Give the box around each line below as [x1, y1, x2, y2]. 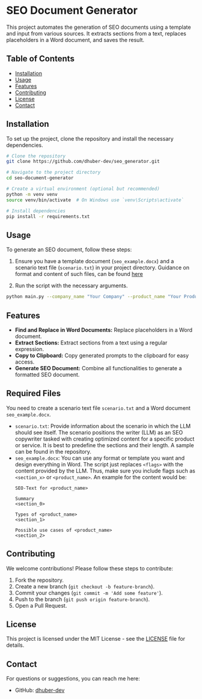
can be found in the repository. [14, 448, 92, 455]
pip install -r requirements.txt [6, 213, 90, 219]
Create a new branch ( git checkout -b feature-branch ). [14, 582, 155, 590]
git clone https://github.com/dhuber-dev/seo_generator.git [6, 159, 161, 165]
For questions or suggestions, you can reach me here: [6, 675, 140, 682]
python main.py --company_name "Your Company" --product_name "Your [6, 294, 182, 300]
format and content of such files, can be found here [14, 270, 143, 278]
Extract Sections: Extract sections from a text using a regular [14, 339, 168, 346]
